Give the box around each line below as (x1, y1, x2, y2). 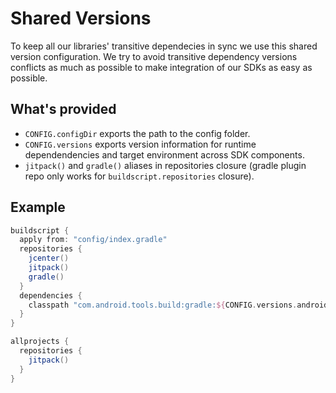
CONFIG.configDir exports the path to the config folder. (24, 127, 251, 139)
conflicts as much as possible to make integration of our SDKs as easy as (10, 61, 313, 73)
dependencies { (19, 290, 83, 301)
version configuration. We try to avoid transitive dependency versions (10, 50, 298, 62)
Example (10, 199, 66, 216)
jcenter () (28, 253, 70, 264)
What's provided (10, 101, 117, 118)
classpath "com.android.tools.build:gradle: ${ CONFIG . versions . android (28, 300, 329, 310)
